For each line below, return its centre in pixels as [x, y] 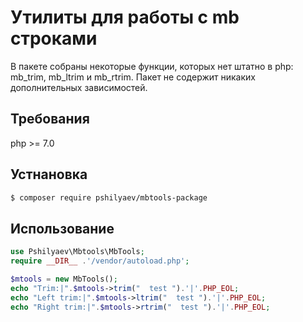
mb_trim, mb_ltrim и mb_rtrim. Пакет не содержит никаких [133, 77]
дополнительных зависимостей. [79, 87]
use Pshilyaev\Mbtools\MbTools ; [77, 252]
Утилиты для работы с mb [125, 17]
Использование [62, 228]
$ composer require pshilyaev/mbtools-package [109, 197]
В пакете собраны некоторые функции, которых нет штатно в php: [152, 66]
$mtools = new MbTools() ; [64, 279]
